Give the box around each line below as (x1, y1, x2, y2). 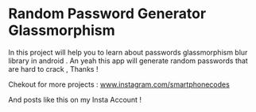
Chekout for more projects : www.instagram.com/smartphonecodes (8, 80, 231, 89)
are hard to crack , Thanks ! (8, 64, 99, 73)
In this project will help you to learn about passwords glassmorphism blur (8, 47, 248, 57)
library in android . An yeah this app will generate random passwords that (8, 56, 248, 65)
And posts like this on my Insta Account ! (8, 95, 142, 104)
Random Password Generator (8, 5, 207, 23)
